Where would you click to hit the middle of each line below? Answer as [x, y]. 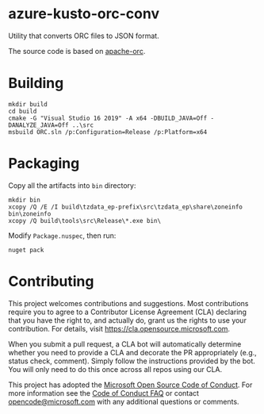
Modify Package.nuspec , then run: [62, 236]
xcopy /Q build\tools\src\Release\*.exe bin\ [84, 220]
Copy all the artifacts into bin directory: [72, 185]
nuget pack [26, 250]
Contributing [51, 282]
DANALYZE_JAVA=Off [38, 125]
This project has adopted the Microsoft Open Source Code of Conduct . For [130, 385]
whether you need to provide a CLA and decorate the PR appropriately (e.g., [133, 352]
